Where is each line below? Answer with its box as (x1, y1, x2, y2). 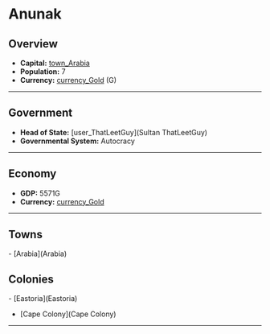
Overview (8, 37, 59, 51)
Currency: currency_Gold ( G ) (19, 76, 117, 85)
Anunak (8, 5, 62, 23)
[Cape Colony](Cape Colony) (19, 309, 117, 319)
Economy (8, 167, 57, 181)
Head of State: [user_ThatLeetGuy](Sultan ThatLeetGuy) (19, 127, 207, 137)
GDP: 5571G (19, 188, 60, 198)
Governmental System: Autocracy (19, 136, 135, 146)
